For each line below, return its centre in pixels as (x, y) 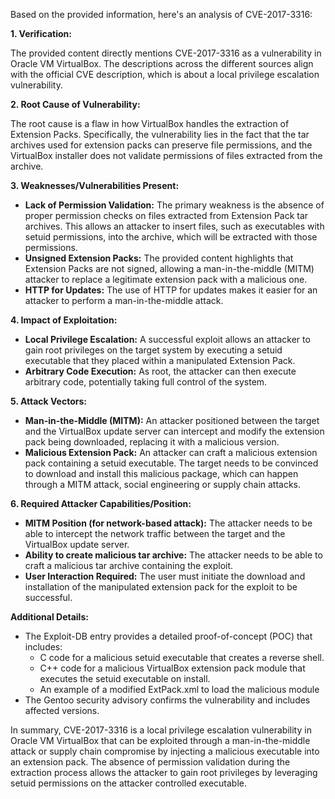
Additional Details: (49, 617)
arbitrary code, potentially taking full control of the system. (146, 382)
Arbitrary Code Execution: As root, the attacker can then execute (160, 371)
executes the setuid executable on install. (125, 678)
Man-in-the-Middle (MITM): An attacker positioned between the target (172, 420)
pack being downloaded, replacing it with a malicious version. (152, 442)
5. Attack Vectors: (48, 401)
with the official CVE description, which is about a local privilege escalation (165, 74)
